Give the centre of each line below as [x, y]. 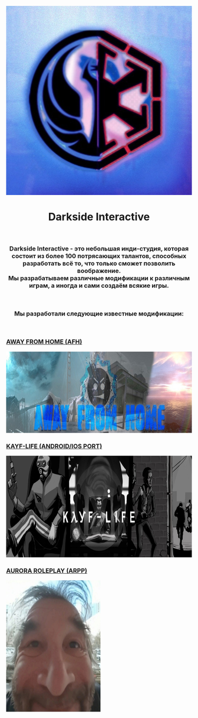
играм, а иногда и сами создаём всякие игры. [99, 285]
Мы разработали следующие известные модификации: [99, 314]
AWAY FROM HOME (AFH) [44, 342]
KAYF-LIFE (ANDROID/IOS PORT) [54, 446]
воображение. [99, 271]
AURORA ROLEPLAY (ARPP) [47, 571]
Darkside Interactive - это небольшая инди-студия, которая [99, 248]
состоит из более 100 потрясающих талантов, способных [99, 256]
